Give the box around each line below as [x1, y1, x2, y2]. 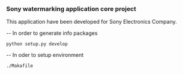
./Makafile [6, 63, 33, 69]
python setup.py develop [6, 41, 68, 47]
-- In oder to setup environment [6, 52, 84, 59]
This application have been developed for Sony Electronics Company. [6, 18, 177, 25]
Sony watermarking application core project [6, 5, 137, 13]
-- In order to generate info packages [6, 30, 98, 37]
